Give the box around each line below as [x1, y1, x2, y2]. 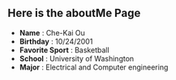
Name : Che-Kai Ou [19, 27, 86, 37]
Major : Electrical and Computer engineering [19, 62, 169, 72]
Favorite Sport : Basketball [19, 44, 110, 55]
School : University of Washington [19, 53, 135, 63]
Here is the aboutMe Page [7, 6, 141, 20]
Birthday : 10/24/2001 [19, 36, 93, 46]
